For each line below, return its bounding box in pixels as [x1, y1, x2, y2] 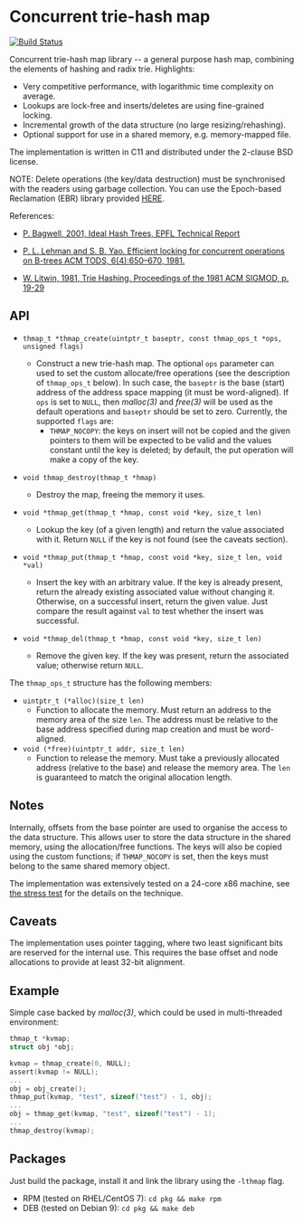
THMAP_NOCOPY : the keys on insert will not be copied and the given [49, 425, 291, 436]
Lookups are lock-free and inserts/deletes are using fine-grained [22, 99, 264, 110]
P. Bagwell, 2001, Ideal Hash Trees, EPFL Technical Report [22, 228, 241, 239]
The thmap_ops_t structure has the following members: [9, 677, 213, 688]
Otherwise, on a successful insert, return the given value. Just [35, 595, 269, 607]
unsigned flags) [22, 342, 84, 351]
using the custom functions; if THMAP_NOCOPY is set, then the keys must [9, 850, 269, 861]
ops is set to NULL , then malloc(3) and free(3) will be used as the [35, 396, 273, 407]
